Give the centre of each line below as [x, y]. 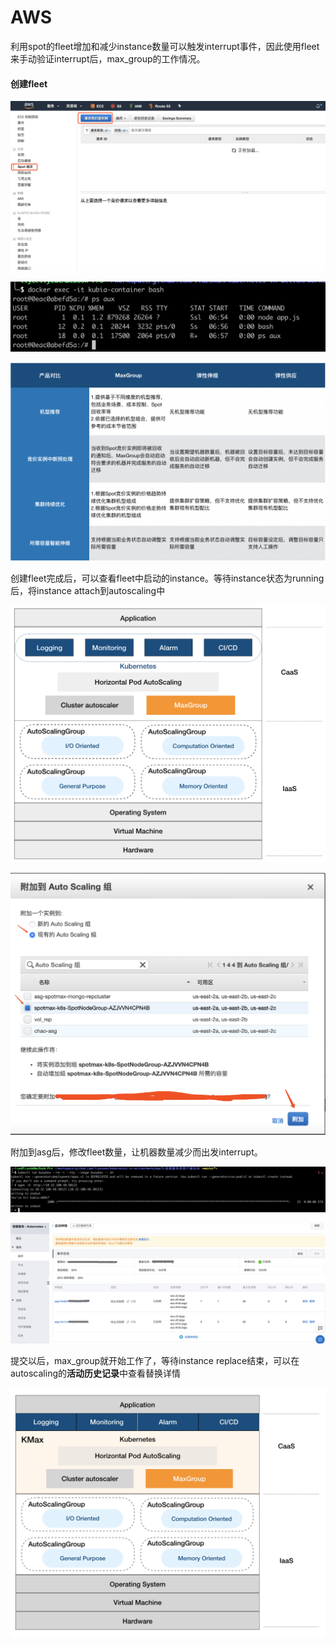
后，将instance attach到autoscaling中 [88, 591]
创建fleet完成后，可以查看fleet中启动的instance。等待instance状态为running [167, 578]
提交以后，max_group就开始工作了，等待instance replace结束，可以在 [155, 1361]
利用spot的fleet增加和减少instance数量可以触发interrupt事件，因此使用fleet [165, 46]
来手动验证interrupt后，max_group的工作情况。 [108, 58]
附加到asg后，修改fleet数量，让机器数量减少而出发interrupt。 [136, 1152]
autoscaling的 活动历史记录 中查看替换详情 [96, 1373]
